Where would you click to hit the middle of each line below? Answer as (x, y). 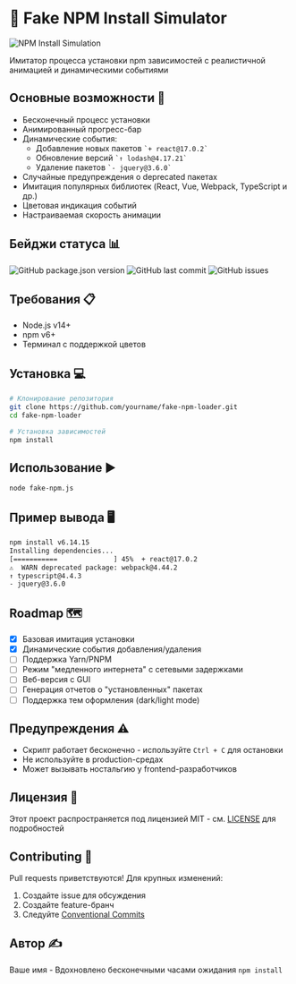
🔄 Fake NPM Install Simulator (118, 18)
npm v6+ (39, 335)
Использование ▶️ (63, 468)
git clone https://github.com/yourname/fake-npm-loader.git (124, 407)
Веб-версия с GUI (56, 680)
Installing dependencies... (62, 551)
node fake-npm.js (42, 488)
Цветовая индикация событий (79, 205)
